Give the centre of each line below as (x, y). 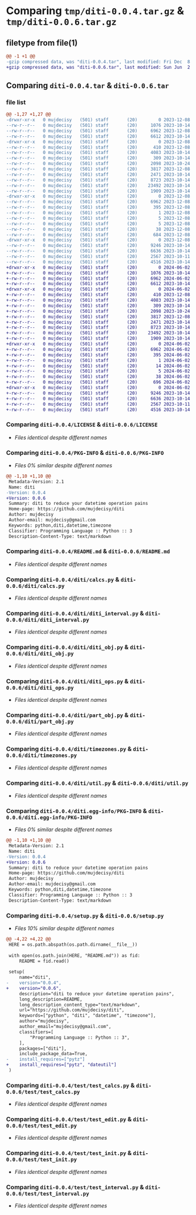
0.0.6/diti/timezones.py (42, 756)
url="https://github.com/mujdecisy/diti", (72, 1010)
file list (16, 102)
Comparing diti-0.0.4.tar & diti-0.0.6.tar (87, 86)
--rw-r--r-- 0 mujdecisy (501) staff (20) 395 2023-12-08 (98, 207)
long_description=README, (51, 999)
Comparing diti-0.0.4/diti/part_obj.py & (67, 715)
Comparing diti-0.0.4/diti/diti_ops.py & (67, 681)
